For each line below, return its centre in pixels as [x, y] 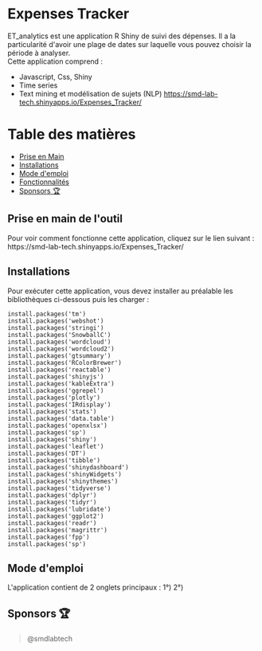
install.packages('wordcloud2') [61, 349]
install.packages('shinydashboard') [68, 467]
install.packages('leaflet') [56, 446]
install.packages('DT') [47, 453]
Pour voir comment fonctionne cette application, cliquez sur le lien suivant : [131, 238]
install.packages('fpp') [49, 537]
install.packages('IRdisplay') [59, 404]
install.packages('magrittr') [58, 530]
